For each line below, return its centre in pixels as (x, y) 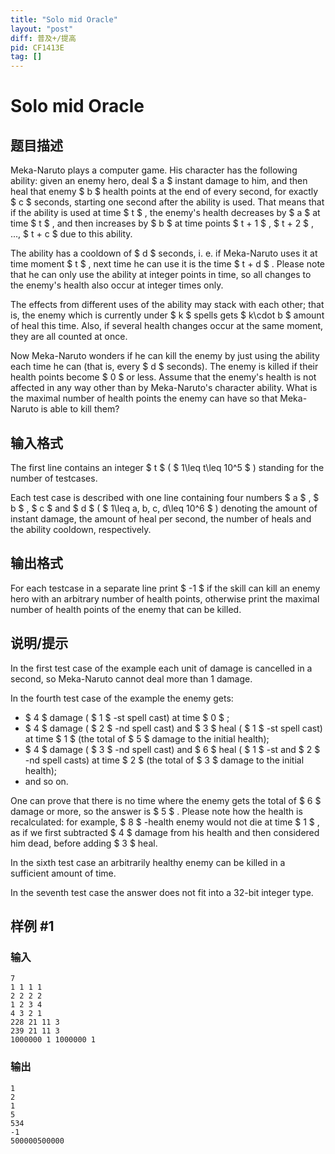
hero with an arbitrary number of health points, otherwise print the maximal (165, 598)
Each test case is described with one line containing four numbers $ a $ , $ (165, 497)
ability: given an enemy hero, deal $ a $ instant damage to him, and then (159, 181)
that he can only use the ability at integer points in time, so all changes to (161, 275)
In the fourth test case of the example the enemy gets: (122, 698)
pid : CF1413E (37, 47)
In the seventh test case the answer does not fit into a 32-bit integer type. (162, 892)
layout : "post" (42, 29)
